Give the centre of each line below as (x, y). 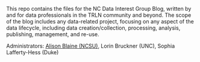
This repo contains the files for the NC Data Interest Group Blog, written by (99, 9)
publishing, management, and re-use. (53, 34)
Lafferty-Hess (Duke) (33, 52)
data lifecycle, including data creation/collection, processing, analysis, (93, 28)
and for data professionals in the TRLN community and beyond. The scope (99, 15)
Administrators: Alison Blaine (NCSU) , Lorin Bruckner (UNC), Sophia (91, 46)
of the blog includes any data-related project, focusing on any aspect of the (100, 21)
